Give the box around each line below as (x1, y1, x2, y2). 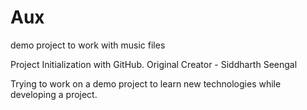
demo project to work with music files (10, 39, 166, 51)
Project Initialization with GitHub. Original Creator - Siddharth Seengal (10, 58, 298, 70)
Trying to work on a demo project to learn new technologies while (10, 77, 282, 90)
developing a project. (10, 88, 98, 100)
